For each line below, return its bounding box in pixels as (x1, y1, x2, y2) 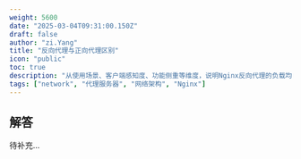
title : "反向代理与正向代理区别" (9, 46, 119, 55)
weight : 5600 (9, 13, 58, 22)
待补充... (9, 140, 40, 151)
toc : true (9, 63, 47, 72)
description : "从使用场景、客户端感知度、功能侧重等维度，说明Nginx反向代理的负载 (9, 71, 286, 80)
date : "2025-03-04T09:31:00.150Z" (9, 21, 139, 30)
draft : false (9, 29, 58, 38)
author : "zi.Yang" (9, 38, 78, 47)
